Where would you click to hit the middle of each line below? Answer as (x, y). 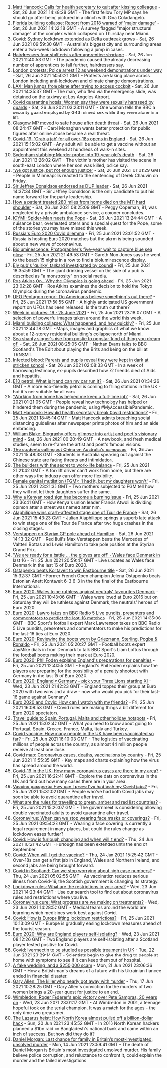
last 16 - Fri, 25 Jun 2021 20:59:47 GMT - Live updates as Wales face (83, 560)
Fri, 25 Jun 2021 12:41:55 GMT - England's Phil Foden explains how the (85, 665)
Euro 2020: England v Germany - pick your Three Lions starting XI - (82, 681)
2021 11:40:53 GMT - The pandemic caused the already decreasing (82, 60)
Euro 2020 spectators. (36, 713)
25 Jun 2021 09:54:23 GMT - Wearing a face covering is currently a (82, 823)
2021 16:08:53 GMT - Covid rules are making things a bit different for (83, 707)
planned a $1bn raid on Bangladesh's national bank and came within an (85, 1029)
